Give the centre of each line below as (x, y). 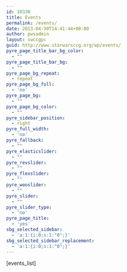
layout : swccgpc (26, 40)
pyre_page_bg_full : (30, 85)
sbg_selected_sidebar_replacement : (50, 241)
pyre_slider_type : (29, 207)
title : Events (24, 17)
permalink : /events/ (32, 23)
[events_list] (21, 263)
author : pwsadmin (28, 34)
